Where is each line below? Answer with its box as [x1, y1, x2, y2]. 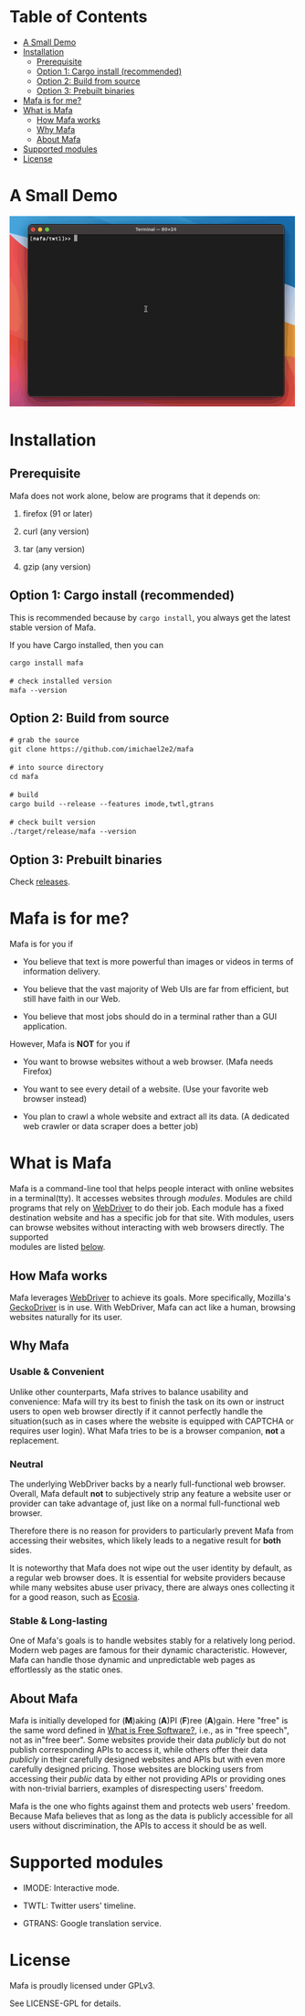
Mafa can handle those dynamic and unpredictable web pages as [9, 1655, 256, 1666]
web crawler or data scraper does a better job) [22, 1121, 199, 1132]
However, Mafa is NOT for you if [9, 1039, 131, 1050]
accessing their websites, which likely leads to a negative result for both [9, 1534, 281, 1546]
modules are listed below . [9, 1242, 106, 1253]
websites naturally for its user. [9, 1311, 123, 1322]
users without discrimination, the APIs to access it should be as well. [9, 1820, 268, 1831]
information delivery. [22, 966, 100, 977]
